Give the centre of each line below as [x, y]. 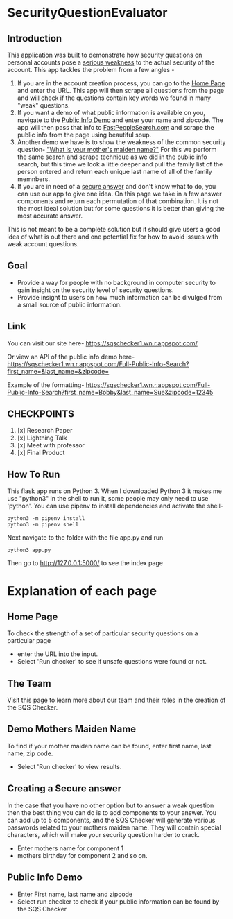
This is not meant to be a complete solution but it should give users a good [114, 229]
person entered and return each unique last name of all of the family [115, 172]
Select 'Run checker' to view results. [69, 766]
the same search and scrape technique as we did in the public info [112, 157]
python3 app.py [29, 550]
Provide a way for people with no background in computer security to [116, 282]
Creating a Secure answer [64, 789]
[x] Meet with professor [51, 445]
